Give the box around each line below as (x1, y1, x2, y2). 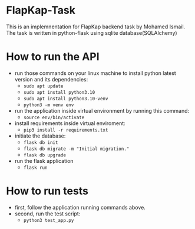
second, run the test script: (14, 210, 81, 217)
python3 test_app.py (23, 217, 74, 223)
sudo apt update (23, 83, 64, 89)
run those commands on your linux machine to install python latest (14, 69, 177, 77)
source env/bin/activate (23, 114, 85, 120)
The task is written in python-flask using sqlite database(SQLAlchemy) (6, 29, 178, 36)
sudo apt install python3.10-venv (23, 96, 108, 102)
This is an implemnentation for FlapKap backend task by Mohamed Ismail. (6, 23, 186, 30)
